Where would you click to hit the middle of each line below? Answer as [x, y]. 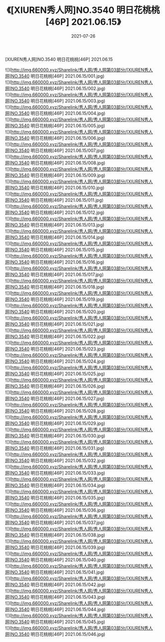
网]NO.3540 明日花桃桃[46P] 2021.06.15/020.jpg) [55, 312]
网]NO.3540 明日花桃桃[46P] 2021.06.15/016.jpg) [55, 262]
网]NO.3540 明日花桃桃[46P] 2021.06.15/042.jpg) [55, 584]
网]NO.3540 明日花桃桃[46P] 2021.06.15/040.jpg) [55, 560]
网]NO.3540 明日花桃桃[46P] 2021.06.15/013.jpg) [55, 225]
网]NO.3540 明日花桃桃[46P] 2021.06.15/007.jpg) [55, 150]
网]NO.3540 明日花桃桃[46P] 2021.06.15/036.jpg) [55, 510]
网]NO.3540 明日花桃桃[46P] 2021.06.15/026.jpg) [55, 386]
